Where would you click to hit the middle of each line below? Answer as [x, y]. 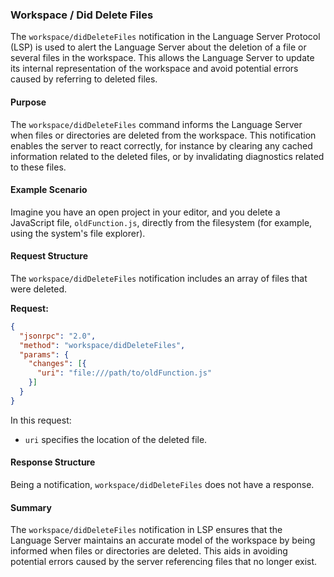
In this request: [41, 420]
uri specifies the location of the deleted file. [116, 439]
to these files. [38, 167]
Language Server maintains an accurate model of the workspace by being [163, 540]
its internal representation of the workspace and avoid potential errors [154, 69]
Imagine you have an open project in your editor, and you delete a [145, 212]
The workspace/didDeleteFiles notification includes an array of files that [159, 278]
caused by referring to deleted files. [84, 79]
